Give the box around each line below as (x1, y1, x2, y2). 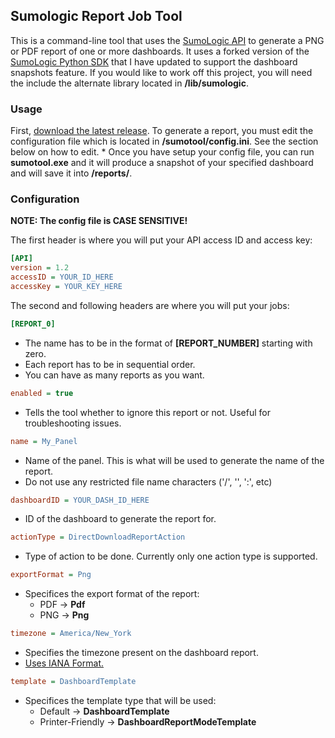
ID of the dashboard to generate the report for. (24, 513, 217, 525)
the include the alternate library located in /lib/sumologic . (10, 77, 249, 89)
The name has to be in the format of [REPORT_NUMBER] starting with (24, 337, 313, 349)
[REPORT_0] (10, 319, 56, 329)
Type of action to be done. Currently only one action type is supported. (24, 550, 318, 563)
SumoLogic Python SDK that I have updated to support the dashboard (10, 55, 298, 68)
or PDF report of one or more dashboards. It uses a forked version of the (10, 45, 310, 57)
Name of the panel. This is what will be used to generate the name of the (24, 454, 325, 466)
